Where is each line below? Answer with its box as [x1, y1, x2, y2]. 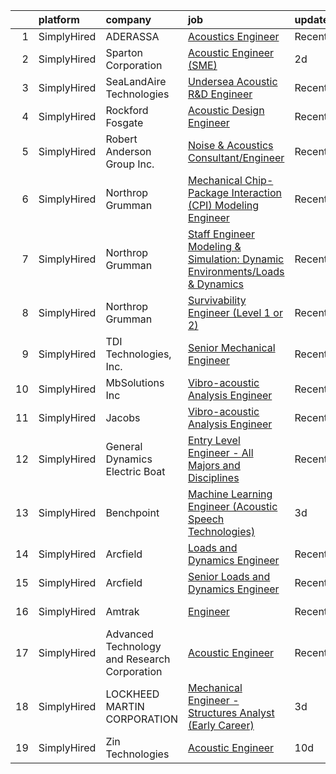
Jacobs [105, 411, 141, 424]
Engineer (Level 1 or [187, 306, 283, 319]
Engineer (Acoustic [187, 500, 278, 513]
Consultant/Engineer [187, 151, 285, 164]
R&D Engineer [187, 87, 253, 101]
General [105, 440, 143, 453]
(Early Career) [187, 719, 255, 732]
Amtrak [105, 605, 140, 618]
